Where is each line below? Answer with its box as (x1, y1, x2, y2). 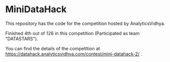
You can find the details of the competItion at (5, 45, 101, 51)
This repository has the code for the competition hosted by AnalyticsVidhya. (5, 20, 165, 26)
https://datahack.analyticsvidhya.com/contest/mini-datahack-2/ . (5, 51, 142, 57)
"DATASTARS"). (5, 36, 38, 42)
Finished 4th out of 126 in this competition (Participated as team (5, 30, 140, 36)
